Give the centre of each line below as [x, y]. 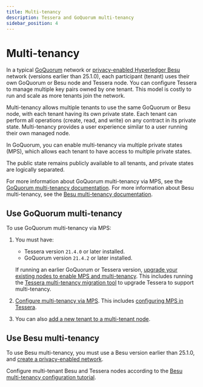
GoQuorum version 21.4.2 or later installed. [78, 258]
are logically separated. [35, 170]
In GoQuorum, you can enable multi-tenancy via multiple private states [95, 145]
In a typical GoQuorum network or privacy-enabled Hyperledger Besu [93, 70]
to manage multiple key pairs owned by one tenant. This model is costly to [99, 89]
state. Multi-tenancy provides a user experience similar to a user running [97, 127]
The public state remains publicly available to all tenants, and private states [100, 163]
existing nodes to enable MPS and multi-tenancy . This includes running [104, 276]
